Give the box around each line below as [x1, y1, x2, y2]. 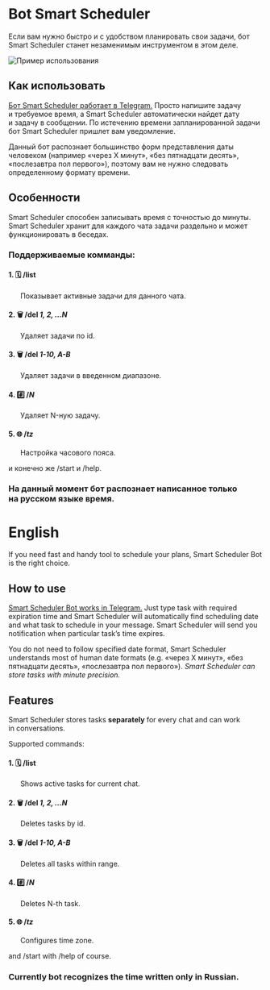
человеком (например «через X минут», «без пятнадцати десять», [8, 150, 239, 160]
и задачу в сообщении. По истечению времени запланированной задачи [8, 118, 260, 127]
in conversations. [8, 723, 66, 733]
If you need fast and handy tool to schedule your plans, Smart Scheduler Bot [8, 550, 263, 559]
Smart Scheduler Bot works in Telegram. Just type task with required [8, 603, 238, 613]
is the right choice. [8, 558, 71, 568]
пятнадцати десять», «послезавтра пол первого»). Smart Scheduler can [8, 662, 255, 672]
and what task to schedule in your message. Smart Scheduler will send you [8, 620, 258, 630]
